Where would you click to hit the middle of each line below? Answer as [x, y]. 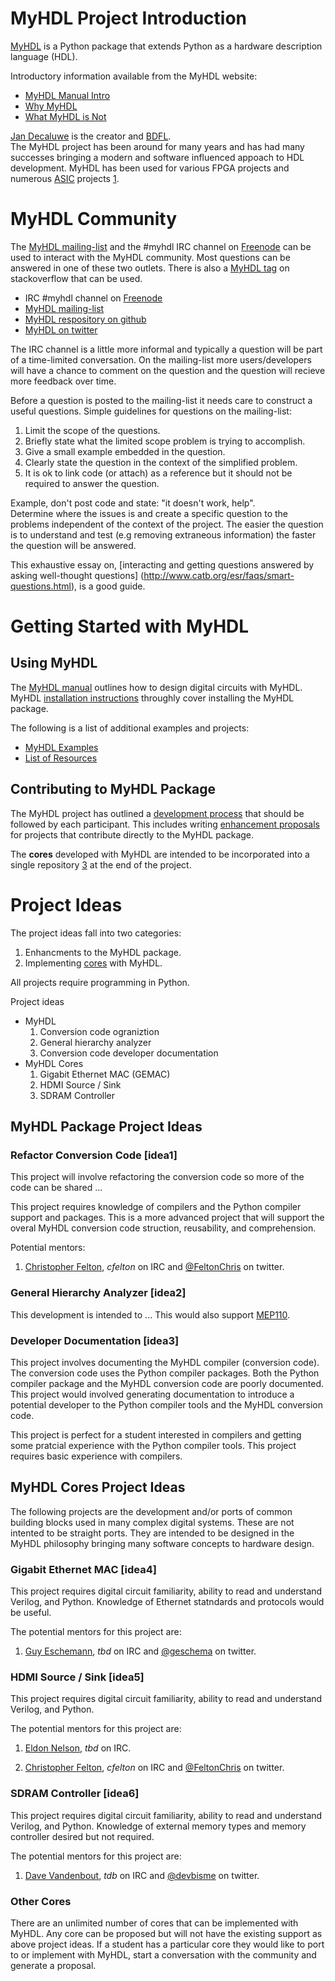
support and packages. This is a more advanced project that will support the [167, 1218]
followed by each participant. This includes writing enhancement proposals [165, 824]
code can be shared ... [56, 1188]
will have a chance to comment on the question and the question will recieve [168, 370]
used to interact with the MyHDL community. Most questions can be [150, 257]
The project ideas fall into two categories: [96, 933]
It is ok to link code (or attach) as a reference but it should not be [158, 473]
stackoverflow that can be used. [76, 278]
